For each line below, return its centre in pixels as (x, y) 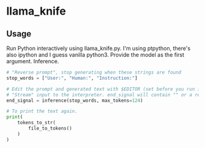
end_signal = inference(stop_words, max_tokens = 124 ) (75, 100)
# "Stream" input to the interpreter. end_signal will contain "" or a (99, 95)
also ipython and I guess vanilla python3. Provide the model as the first (95, 55)
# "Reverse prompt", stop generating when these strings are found (94, 72)
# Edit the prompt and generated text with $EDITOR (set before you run (101, 89)
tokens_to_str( (37, 123)
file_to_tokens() (50, 129)
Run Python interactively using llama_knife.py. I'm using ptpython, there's (99, 48)
